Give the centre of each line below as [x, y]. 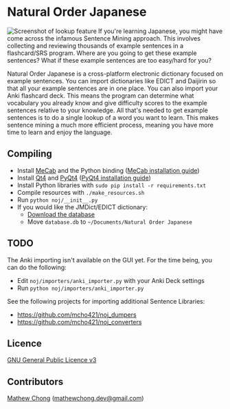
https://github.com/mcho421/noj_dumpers [77, 315]
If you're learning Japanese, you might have [161, 31]
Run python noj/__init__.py [57, 200]
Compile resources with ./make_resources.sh [81, 192]
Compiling [30, 154]
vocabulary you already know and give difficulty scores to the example [107, 103]
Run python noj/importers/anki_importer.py [80, 288]
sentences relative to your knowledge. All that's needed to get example [107, 110]
